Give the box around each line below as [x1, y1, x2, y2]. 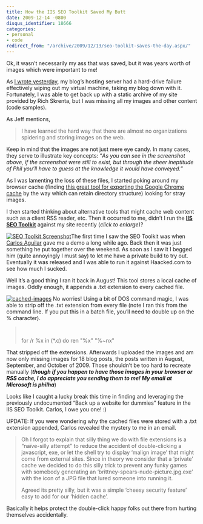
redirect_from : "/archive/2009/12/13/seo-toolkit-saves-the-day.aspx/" [6, 43, 191, 49]
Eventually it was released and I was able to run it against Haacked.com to [6, 258, 192, 265]
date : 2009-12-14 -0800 [6, 15, 67, 21]
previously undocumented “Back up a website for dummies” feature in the [6, 399, 191, 407]
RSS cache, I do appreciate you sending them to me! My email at [6, 374, 173, 382]
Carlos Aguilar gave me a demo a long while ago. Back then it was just [6, 239, 182, 246]
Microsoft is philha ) [6, 381, 56, 388]
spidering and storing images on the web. [21, 133, 125, 141]
